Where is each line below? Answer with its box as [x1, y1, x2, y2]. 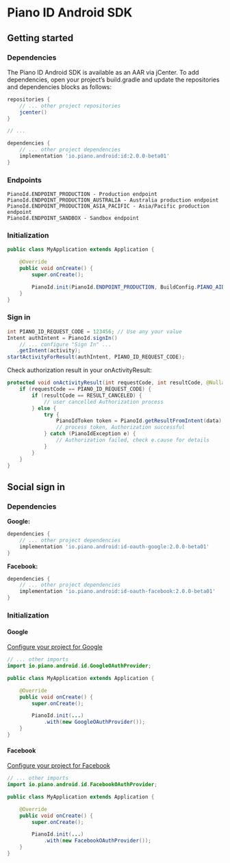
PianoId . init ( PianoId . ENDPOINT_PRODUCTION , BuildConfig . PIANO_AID [31, 283, 225, 291]
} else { [31, 404, 57, 412]
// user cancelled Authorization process [43, 398, 164, 405]
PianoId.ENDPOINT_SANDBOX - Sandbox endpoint [7, 215, 139, 222]
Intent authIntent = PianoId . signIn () [7, 335, 118, 341]
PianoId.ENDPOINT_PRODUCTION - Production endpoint [7, 191, 157, 198]
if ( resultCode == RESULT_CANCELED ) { [31, 392, 142, 399]
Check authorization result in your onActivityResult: [7, 366, 152, 374]
